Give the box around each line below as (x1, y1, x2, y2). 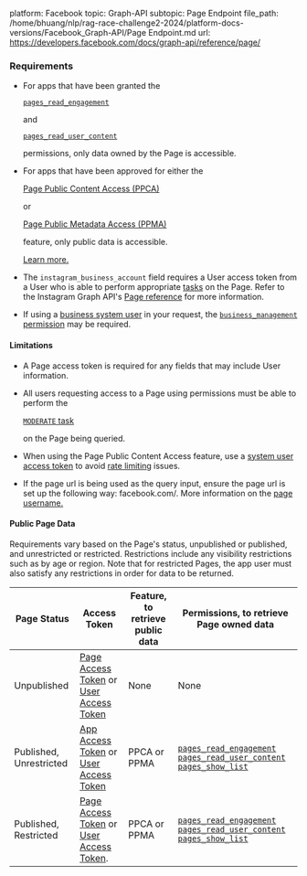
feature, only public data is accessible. (22, 237, 168, 248)
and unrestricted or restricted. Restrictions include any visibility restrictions (9, 548, 292, 559)
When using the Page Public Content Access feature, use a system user (22, 450, 294, 461)
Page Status (15, 612, 70, 625)
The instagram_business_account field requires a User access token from (22, 272, 298, 283)
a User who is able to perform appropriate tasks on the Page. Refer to (22, 282, 285, 293)
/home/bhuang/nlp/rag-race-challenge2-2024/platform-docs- (9, 17, 244, 28)
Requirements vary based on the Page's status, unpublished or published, (9, 539, 288, 550)
